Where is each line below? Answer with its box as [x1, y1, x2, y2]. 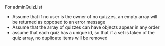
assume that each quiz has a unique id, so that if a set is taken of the [12, 30, 155, 35]
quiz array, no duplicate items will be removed [12, 35, 108, 41]
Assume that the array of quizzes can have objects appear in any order [12, 24, 160, 30]
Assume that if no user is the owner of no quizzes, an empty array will [12, 14, 157, 19]
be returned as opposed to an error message [12, 19, 106, 25]
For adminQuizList [5, 4, 43, 10]
